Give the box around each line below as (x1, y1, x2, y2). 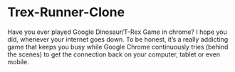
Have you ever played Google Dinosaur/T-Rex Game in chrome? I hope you (7, 28, 228, 36)
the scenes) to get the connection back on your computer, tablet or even (7, 50, 221, 59)
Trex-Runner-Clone (7, 4, 125, 20)
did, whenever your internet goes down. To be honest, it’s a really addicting (7, 35, 229, 43)
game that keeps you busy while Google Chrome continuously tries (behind (7, 42, 229, 51)
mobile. (7, 57, 30, 66)
